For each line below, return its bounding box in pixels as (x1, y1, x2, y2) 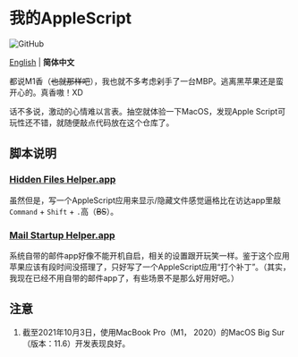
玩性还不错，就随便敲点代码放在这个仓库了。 (9, 117, 175, 128)
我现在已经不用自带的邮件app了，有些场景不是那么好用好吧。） (9, 272, 240, 283)
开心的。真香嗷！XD (9, 87, 83, 98)
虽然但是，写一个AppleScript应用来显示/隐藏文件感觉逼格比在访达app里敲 (9, 194, 282, 206)
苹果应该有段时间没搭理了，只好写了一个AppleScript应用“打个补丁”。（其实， (9, 261, 291, 272)
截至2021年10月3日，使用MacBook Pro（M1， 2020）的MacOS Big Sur (21, 327, 285, 337)
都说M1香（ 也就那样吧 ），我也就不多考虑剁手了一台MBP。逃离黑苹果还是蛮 (9, 75, 285, 86)
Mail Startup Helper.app (9, 229, 115, 242)
